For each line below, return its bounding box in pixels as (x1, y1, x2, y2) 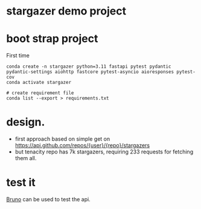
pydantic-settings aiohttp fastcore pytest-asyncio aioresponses (6, 69, 174, 75)
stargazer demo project (6, 4, 127, 18)
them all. (14, 155, 37, 162)
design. (6, 115, 45, 129)
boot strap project (6, 32, 98, 46)
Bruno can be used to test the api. (6, 196, 91, 203)
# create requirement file (6, 90, 74, 96)
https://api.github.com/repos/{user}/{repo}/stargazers (14, 142, 150, 149)
